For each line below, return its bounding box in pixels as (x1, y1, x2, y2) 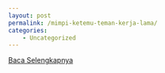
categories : (8, 26, 48, 34)
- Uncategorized (22, 33, 77, 42)
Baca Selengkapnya (8, 56, 74, 65)
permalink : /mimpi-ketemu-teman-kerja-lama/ (8, 19, 158, 27)
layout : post (8, 11, 52, 20)
